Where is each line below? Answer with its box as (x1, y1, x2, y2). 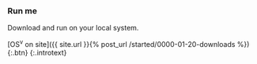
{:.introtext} (29, 48, 67, 57)
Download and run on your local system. (7, 23, 139, 33)
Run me (7, 5, 37, 16)
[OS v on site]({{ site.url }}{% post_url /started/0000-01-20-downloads (7, 38, 236, 48)
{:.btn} (7, 48, 28, 57)
